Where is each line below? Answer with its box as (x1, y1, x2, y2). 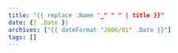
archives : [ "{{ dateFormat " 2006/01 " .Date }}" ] (8, 26, 172, 34)
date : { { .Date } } (8, 19, 69, 26)
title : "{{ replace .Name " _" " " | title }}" (8, 11, 165, 19)
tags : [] (8, 33, 37, 41)
